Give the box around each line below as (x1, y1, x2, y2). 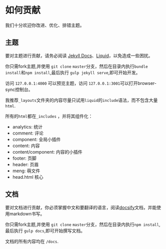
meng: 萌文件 (12, 168, 41, 174)
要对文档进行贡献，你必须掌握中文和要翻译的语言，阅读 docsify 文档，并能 (5, 204, 157, 210)
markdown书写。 (9, 210, 45, 216)
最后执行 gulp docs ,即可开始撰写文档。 (5, 227, 85, 233)
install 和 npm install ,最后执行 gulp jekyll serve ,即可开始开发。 (5, 69, 140, 75)
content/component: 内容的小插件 (12, 149, 83, 155)
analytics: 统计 (12, 123, 43, 130)
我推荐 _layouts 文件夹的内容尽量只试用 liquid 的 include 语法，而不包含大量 (5, 97, 158, 103)
